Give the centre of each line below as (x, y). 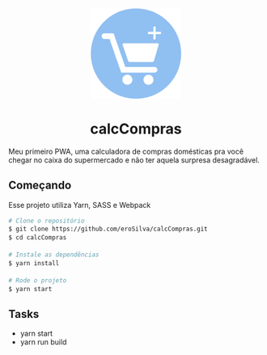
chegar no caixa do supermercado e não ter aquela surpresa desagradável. (134, 160)
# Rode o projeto (38, 280)
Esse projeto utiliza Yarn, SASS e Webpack (80, 205)
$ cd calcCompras (38, 238)
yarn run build (43, 342)
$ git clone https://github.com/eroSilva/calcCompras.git (108, 229)
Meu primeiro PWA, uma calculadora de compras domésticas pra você (126, 151)
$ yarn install (34, 263)
